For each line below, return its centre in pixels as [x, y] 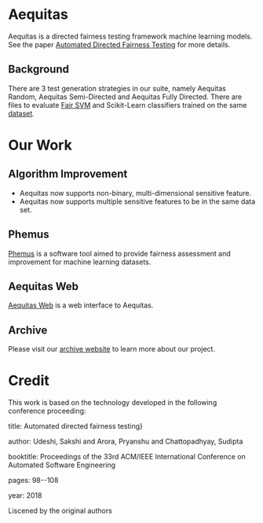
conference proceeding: [47, 411]
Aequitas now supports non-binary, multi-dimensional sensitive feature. [135, 193]
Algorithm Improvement [68, 174]
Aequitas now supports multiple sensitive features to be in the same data [137, 201]
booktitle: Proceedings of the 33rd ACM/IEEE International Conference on [127, 457]
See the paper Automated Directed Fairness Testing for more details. [119, 44]
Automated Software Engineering [62, 465]
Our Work [40, 145]
